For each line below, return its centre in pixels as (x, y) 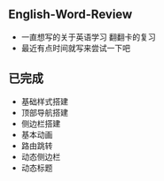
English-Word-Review (70, 15)
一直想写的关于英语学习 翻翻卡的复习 (88, 37)
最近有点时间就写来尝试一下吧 (75, 48)
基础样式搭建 (44, 102)
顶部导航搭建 (44, 112)
